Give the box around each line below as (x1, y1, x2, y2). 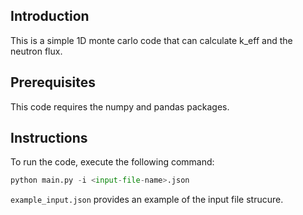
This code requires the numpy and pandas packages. (10, 100, 230, 113)
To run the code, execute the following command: (10, 156, 215, 168)
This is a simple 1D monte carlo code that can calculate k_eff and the (10, 34, 293, 46)
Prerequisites (10, 74, 96, 91)
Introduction (10, 8, 90, 25)
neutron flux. (10, 45, 63, 57)
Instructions (10, 130, 88, 147)
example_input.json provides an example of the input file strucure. (10, 194, 284, 206)
